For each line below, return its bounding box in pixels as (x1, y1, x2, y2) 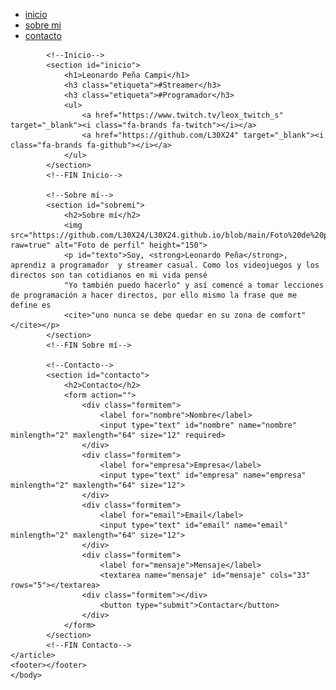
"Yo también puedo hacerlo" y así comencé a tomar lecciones (63, 280, 325, 290)
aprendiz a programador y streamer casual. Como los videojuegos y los (10, 260, 320, 270)
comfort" (269, 310, 307, 320)
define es (10, 300, 52, 310)
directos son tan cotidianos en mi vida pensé (10, 270, 208, 280)
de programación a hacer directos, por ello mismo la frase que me (10, 290, 298, 300)
